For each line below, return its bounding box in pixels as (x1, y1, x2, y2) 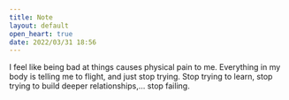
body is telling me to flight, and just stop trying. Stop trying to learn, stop (9, 72, 273, 82)
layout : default (9, 21, 69, 30)
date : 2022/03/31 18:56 (9, 37, 97, 47)
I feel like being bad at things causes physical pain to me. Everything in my (9, 62, 281, 73)
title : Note (9, 12, 53, 22)
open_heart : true (9, 29, 73, 38)
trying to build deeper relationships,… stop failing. (9, 81, 190, 91)
